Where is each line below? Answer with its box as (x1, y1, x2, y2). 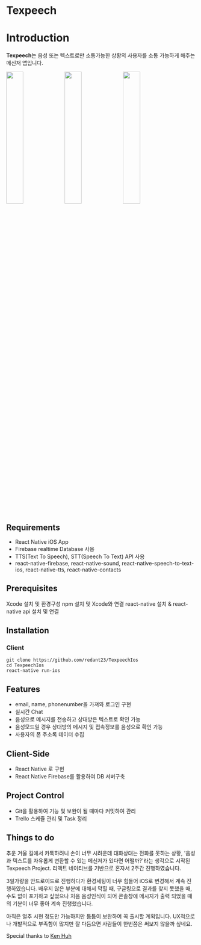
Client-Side (6, 748, 50, 759)
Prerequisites (6, 583, 58, 594)
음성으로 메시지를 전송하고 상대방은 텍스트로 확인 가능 (14, 716, 141, 723)
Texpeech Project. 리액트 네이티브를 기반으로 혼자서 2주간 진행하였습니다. (6, 864, 182, 872)
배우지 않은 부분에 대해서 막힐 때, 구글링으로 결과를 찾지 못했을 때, (38, 885, 193, 892)
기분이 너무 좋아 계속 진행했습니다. (12, 900, 93, 907)
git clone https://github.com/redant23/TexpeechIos (6, 657, 138, 663)
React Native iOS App (14, 538, 69, 545)
